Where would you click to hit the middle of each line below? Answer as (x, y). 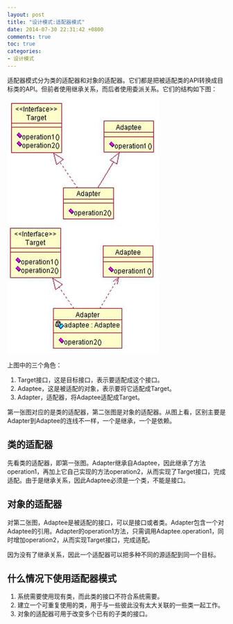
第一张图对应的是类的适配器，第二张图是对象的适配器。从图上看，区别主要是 (116, 412)
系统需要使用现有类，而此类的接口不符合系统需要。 (90, 597)
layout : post (26, 15)
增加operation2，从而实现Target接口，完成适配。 (83, 540)
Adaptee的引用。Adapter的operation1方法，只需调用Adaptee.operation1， (113, 531)
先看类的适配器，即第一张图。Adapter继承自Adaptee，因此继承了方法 (106, 463)
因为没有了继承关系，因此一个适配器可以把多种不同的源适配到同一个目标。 (113, 554)
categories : (24, 51)
